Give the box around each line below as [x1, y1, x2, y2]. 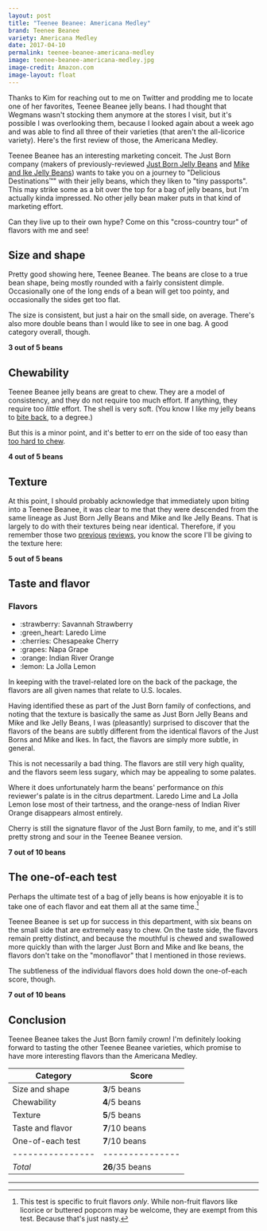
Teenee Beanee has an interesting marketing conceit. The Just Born [8, 151, 231, 160]
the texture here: [8, 539, 63, 549]
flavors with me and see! [8, 225, 89, 235]
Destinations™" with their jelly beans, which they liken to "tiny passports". [8, 176, 248, 186]
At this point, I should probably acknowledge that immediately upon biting [8, 496, 250, 506]
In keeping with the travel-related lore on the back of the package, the [8, 677, 238, 686]
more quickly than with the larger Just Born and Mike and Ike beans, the [8, 942, 244, 952]
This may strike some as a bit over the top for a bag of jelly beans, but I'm [8, 184, 249, 194]
